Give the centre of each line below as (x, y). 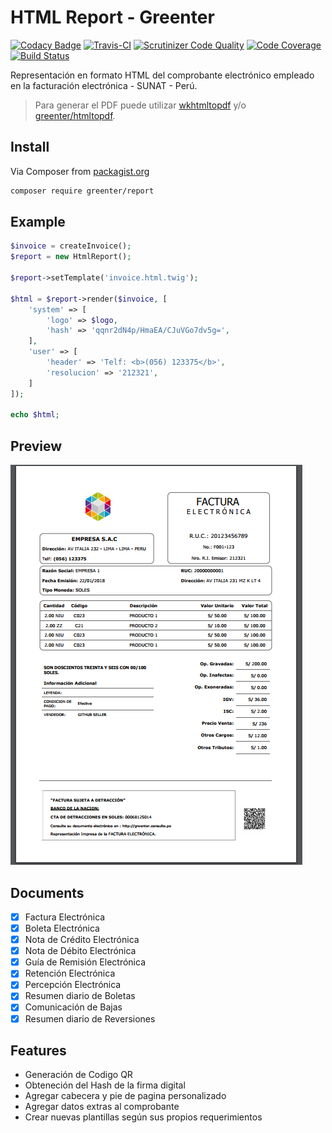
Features (38, 1050)
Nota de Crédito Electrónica (82, 940)
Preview (36, 446)
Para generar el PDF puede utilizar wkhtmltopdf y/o (140, 105)
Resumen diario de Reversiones (90, 1018)
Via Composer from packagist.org (80, 171)
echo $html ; (35, 415)
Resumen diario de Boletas (80, 996)
